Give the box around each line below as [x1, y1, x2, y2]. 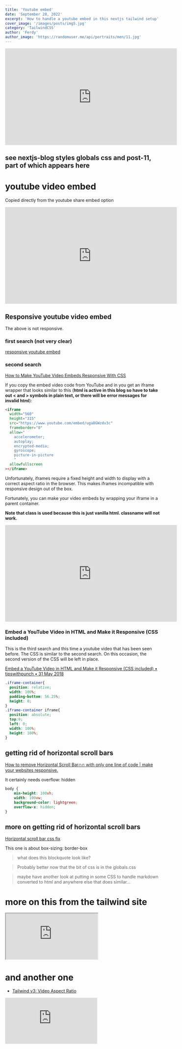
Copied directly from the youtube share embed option [5, 197, 114, 203]
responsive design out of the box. [5, 486, 73, 492]
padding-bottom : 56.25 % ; [9, 694, 60, 699]
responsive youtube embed [5, 349, 60, 355]
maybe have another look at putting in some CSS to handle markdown [17, 874, 158, 880]
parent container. [5, 500, 40, 506]
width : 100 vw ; [14, 796, 43, 801]
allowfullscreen [9, 462, 43, 467]
